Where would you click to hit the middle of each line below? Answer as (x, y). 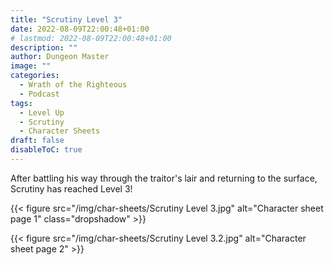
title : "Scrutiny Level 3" (66, 19)
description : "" (44, 47)
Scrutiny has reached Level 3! (71, 188)
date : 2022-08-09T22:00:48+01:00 (80, 29)
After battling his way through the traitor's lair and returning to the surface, (164, 178)
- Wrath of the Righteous (73, 85)
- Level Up (42, 112)
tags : (21, 103)
